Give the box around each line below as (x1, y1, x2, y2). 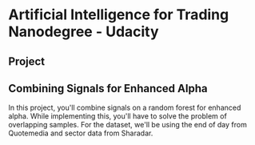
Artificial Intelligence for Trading (8, 6, 229, 24)
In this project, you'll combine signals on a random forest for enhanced (8, 103, 241, 113)
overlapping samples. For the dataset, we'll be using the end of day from (8, 120, 248, 130)
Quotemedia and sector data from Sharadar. (8, 128, 153, 138)
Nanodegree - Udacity (8, 22, 159, 41)
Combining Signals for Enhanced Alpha (8, 82, 208, 95)
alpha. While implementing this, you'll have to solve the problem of (8, 111, 228, 121)
